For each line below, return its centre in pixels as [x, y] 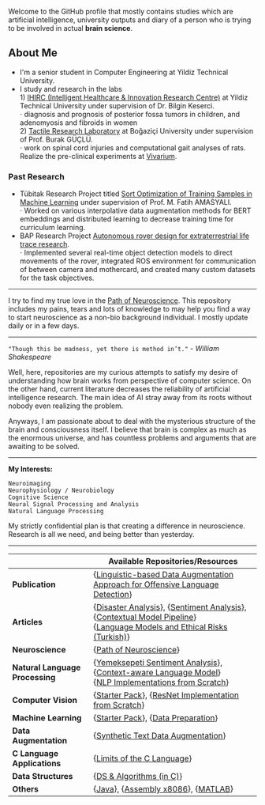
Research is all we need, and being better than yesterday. [101, 535]
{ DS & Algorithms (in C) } [138, 777]
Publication [34, 584]
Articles [28, 622]
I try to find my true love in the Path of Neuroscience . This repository [119, 300]
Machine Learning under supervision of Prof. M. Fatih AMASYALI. [126, 202]
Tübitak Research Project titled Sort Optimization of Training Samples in [136, 194]
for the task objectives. [57, 278]
